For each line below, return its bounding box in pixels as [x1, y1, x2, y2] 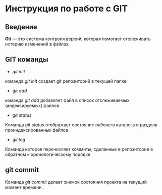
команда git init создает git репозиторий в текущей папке [5, 78, 127, 84]
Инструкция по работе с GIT [5, 3, 128, 14]
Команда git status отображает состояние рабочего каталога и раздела [5, 122, 158, 128]
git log [12, 137, 26, 143]
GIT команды [5, 55, 49, 64]
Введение [5, 23, 38, 31]
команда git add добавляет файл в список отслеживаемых [5, 97, 130, 103]
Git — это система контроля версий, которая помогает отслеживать [5, 36, 151, 42]
